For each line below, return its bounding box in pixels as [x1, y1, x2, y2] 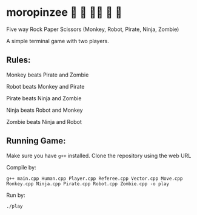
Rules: [6, 55, 31, 66]
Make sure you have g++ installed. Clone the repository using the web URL [6, 152, 192, 159]
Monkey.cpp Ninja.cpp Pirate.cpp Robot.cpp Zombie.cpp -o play [6, 180, 170, 187]
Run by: [6, 191, 25, 199]
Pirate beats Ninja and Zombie [6, 94, 82, 102]
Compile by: [6, 163, 36, 171]
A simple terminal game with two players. [6, 37, 109, 44]
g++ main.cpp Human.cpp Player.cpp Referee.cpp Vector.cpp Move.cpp [6, 176, 183, 182]
